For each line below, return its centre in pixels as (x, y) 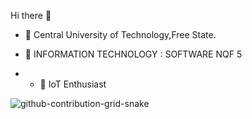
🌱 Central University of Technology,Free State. (120, 34)
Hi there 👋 (31, 15)
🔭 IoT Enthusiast (73, 84)
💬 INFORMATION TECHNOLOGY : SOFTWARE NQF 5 (133, 54)
